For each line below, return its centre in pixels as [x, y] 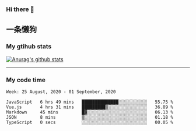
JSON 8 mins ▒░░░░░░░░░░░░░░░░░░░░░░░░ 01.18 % [90, 117]
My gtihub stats [29, 47]
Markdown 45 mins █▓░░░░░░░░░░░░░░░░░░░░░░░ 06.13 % [90, 112]
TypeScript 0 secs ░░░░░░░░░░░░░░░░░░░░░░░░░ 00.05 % [90, 122]
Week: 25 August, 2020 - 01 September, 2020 [61, 92]
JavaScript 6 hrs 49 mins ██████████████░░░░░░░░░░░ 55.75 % [90, 102]
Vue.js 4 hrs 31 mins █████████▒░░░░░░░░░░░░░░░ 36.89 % [90, 107]
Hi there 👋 [20, 9]
